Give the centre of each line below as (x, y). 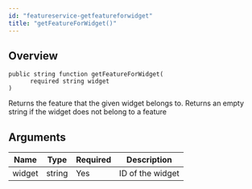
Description (149, 160)
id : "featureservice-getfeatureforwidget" (81, 16)
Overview (33, 56)
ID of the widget (149, 174)
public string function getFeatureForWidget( (86, 74)
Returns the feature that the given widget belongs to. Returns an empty (126, 103)
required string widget (70, 81)
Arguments (37, 137)
